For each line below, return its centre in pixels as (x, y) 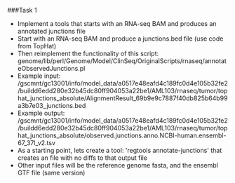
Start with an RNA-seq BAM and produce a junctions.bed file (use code (120, 39)
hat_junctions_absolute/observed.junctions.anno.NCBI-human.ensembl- (122, 135)
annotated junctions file (52, 31)
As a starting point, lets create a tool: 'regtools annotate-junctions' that (120, 150)
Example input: (39, 76)
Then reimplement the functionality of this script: (88, 53)
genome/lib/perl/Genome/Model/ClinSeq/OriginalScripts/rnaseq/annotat (122, 61)
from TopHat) (37, 46)
